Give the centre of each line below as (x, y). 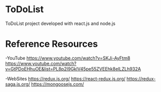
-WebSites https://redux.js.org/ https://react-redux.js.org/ (66, 79)
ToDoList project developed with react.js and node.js (60, 23)
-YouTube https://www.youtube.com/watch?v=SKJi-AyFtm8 (68, 58)
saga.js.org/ (18, 84)
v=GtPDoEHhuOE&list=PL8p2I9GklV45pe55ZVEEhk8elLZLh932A (73, 69)
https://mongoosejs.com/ (58, 84)
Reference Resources (52, 44)
